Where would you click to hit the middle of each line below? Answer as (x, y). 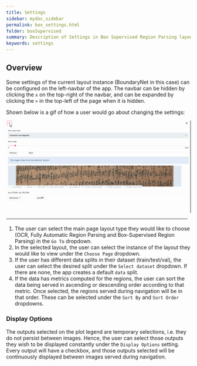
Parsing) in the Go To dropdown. (53, 241)
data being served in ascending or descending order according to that (99, 285)
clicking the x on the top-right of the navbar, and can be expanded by (90, 95)
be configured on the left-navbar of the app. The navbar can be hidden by (96, 88)
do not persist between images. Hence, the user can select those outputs (95, 338)
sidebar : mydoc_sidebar (35, 19)
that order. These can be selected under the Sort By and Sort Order (97, 297)
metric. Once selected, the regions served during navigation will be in (98, 291)
